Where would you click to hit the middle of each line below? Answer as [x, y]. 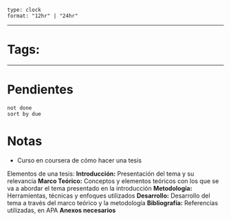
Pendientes [40, 90]
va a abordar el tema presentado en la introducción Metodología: [100, 188]
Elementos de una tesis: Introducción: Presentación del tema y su [101, 173]
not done [20, 108]
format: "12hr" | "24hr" [43, 16]
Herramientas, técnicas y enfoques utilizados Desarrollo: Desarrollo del [109, 196]
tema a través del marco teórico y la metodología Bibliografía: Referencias [113, 202]
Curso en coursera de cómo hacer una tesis [79, 160]
